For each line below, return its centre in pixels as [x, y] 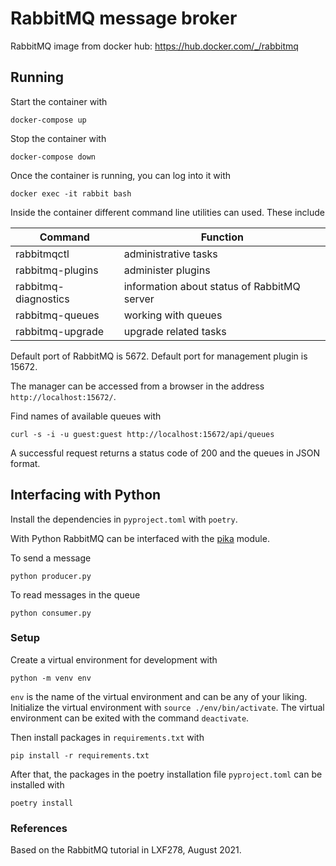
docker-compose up [48, 120]
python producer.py [51, 576]
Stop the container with [58, 138]
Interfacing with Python [86, 495]
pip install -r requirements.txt [80, 755]
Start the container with [59, 101]
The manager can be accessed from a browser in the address [137, 386]
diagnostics [42, 299]
